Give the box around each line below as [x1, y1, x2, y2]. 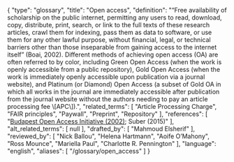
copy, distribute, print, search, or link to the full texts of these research [7, 21, 210, 29]
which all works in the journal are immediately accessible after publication [7, 87, 220, 96]
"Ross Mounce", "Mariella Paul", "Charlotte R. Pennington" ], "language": [7, 140, 217, 147]
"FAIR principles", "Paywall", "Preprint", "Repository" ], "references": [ [7, 110, 208, 118]
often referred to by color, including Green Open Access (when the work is [7, 58, 222, 66]
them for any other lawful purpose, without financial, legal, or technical [7, 36, 211, 44]
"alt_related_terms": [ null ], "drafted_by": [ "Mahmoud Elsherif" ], [7, 125, 196, 133]
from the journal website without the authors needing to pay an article [7, 95, 208, 103]
